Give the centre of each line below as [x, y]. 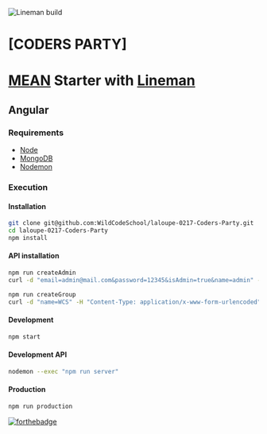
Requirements [36, 133]
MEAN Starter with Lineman [102, 81]
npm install [28, 238]
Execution [28, 187]
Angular [29, 110]
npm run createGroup [43, 294]
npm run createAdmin [43, 273]
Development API [38, 355]
